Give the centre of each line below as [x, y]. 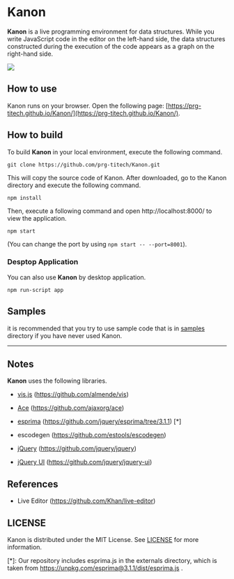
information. [25, 547]
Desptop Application [43, 262]
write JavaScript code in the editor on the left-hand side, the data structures [116, 38]
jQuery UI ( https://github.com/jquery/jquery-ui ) [85, 462]
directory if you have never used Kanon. [65, 335]
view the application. [37, 218]
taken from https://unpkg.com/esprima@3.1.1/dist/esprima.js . [95, 568]
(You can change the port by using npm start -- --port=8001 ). [97, 244]
